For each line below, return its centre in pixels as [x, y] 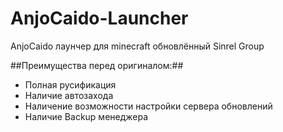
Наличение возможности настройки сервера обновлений [148, 106]
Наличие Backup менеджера [86, 116]
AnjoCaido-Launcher [99, 18]
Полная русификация [70, 84]
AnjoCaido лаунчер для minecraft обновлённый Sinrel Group [137, 46]
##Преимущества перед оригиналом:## [97, 65]
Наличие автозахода [69, 95]
